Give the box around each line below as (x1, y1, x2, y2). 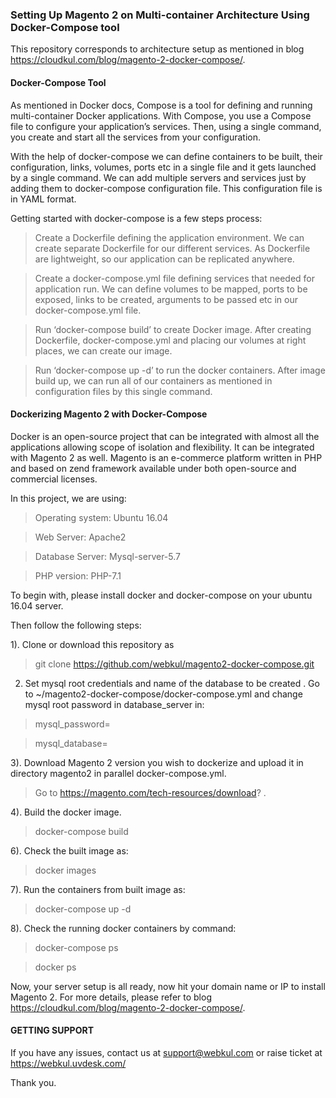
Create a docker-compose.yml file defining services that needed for (34, 272, 316, 284)
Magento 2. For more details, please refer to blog (10, 991, 212, 1003)
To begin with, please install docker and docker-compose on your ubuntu (10, 589, 313, 601)
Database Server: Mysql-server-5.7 (34, 550, 181, 562)
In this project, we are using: (10, 492, 127, 504)
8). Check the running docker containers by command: (10, 922, 237, 934)
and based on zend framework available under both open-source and (10, 462, 297, 474)
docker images (34, 864, 97, 876)
